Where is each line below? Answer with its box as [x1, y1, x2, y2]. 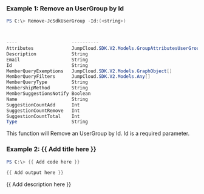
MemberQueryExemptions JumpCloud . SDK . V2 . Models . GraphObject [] [6, 68, 172, 74]
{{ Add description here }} [6, 181, 72, 188]
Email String [6, 57, 88, 63]
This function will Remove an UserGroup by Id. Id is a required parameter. [6, 130, 190, 137]
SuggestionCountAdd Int [6, 102, 80, 108]
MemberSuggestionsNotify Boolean [6, 91, 91, 97]
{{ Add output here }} [6, 170, 64, 176]
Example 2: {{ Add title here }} [6, 145, 97, 153]
